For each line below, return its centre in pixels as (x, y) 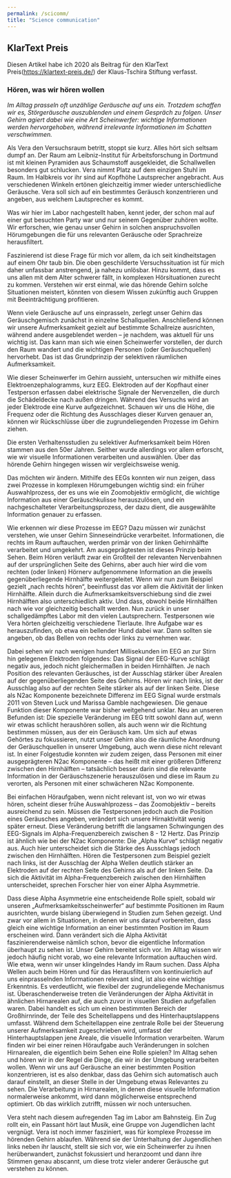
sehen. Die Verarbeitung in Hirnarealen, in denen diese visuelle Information (114, 1089)
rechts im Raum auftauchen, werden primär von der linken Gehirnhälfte (108, 542)
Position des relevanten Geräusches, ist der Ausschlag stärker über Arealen (115, 673)
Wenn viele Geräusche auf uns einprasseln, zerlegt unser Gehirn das (105, 312)
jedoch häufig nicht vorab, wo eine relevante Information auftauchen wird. (112, 957)
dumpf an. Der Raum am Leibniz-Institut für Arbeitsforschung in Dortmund (113, 155)
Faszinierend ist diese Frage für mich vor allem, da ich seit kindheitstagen (112, 255)
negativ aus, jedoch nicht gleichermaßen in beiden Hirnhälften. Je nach (109, 666)
